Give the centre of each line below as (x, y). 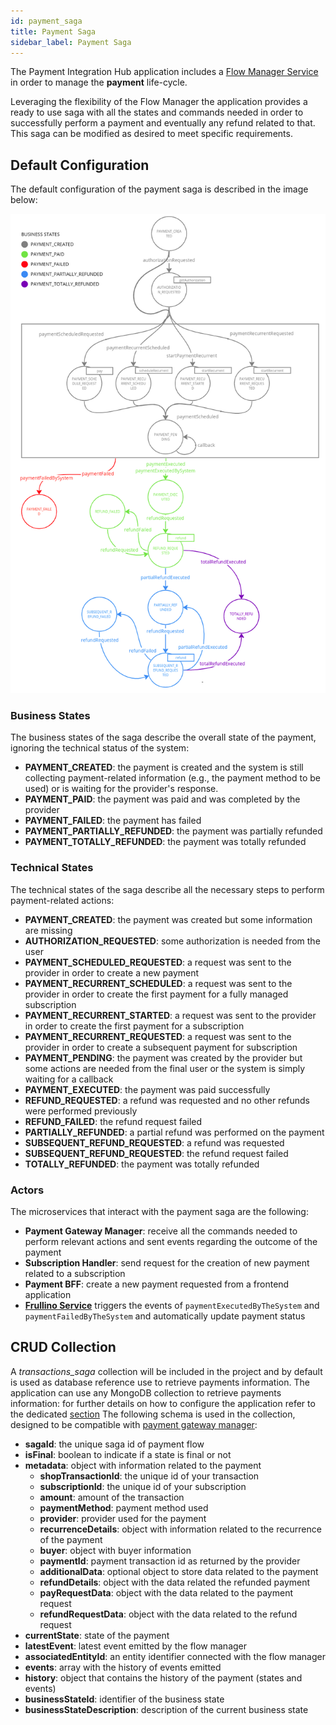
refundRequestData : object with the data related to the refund (168, 1614)
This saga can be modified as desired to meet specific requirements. (151, 134)
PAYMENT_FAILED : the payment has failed (113, 821)
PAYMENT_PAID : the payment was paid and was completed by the (162, 799)
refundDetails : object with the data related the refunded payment (175, 1582)
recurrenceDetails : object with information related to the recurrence (180, 1529)
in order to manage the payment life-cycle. (99, 82)
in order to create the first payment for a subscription (134, 1026)
